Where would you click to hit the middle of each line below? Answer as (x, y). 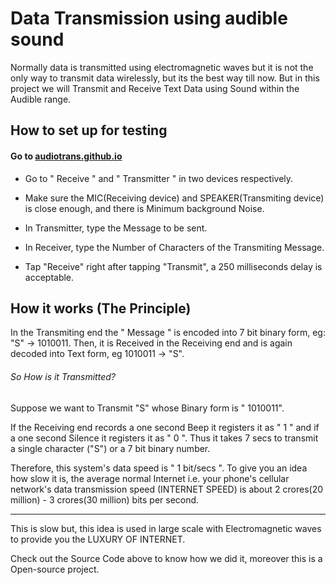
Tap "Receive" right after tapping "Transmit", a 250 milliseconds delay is (173, 266)
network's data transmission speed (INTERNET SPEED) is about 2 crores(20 (167, 489)
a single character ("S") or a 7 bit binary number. (110, 448)
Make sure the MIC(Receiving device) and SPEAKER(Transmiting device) (174, 198)
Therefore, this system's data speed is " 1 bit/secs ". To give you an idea (159, 468)
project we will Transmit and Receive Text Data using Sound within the (155, 88)
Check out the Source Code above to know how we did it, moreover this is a (166, 558)
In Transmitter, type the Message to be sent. (116, 228)
